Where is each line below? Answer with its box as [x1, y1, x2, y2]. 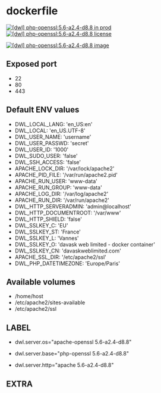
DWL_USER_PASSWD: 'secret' [14, 139, 89, 146]
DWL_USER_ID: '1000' [14, 146, 69, 153]
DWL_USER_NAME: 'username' [14, 133, 91, 141]
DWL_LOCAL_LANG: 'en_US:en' [14, 120, 93, 127]
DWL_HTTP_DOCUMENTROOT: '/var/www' [14, 209, 121, 216]
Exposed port [6, 59, 58, 69]
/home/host [14, 293, 43, 300]
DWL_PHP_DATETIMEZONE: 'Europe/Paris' [14, 260, 121, 267]
